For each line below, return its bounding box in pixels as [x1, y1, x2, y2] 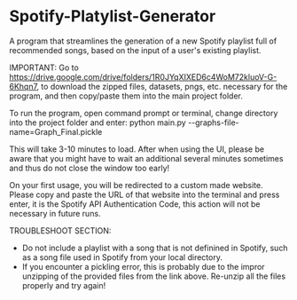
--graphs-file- [187, 117, 239, 128]
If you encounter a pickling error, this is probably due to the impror [21, 261, 265, 272]
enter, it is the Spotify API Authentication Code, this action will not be [9, 198, 261, 209]
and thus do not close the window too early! [9, 162, 170, 173]
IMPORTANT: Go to [9, 62, 80, 73]
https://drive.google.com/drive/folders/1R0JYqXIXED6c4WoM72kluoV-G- [9, 71, 277, 82]
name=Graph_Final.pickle [9, 126, 103, 137]
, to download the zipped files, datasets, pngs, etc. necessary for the [36, 81, 288, 91]
